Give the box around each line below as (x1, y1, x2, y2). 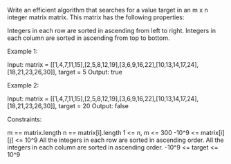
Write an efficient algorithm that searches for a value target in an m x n (7, 6, 209, 14)
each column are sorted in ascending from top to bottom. (7, 34, 170, 42)
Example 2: (7, 81, 39, 89)
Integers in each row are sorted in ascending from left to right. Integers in (7, 27, 216, 34)
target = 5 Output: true (58, 68, 122, 76)
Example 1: (7, 48, 38, 55)
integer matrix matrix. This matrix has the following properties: (7, 13, 185, 21)
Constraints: (7, 115, 42, 123)
